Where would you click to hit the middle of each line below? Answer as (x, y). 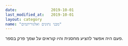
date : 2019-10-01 (40, 10)
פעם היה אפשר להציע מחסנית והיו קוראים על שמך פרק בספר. (64, 38)
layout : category (24, 19)
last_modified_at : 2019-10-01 (40, 15)
